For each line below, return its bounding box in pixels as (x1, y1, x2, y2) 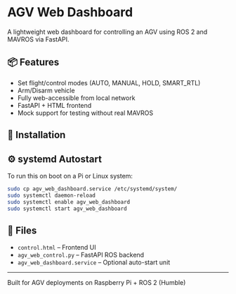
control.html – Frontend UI (17, 243, 96, 252)
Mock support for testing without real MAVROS (17, 109, 153, 117)
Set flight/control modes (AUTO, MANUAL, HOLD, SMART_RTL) (17, 78, 201, 87)
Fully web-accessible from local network (17, 93, 136, 102)
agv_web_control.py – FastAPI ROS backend (17, 251, 145, 259)
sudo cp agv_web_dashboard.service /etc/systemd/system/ (7, 185, 178, 192)
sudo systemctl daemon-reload (7, 192, 96, 199)
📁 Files (7, 224, 37, 236)
